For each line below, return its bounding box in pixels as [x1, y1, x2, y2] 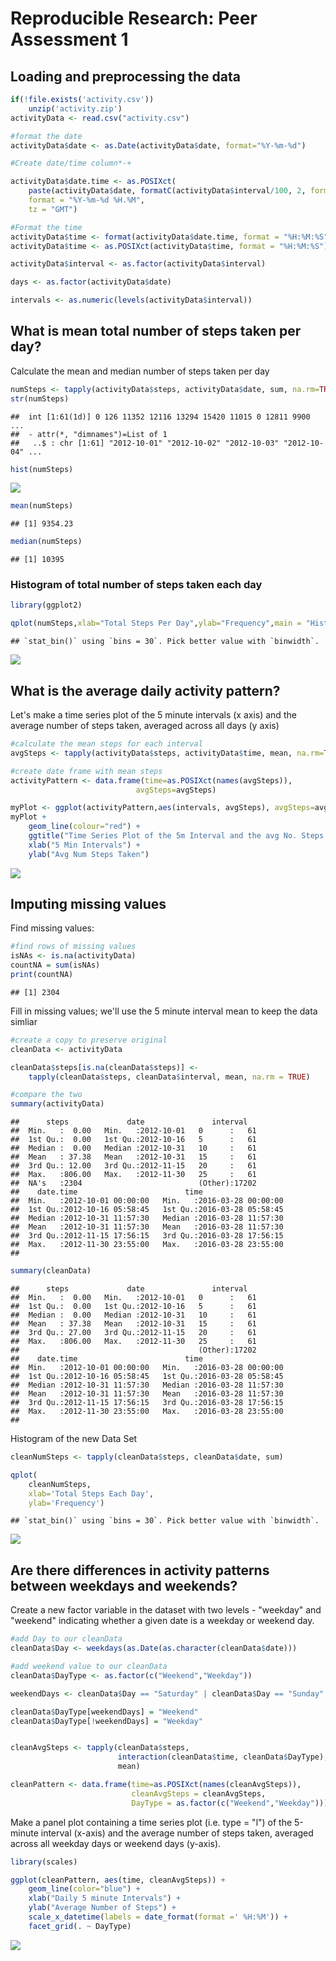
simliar [10, 1015, 38, 1027]
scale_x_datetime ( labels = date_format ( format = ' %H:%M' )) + [28, 1912, 288, 1922]
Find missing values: [10, 922, 95, 934]
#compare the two [10, 1090, 83, 1100]
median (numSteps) [10, 537, 83, 547]
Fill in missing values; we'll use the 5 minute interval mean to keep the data [10, 1005, 318, 1017]
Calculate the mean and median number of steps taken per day [10, 365, 270, 377]
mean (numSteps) [10, 501, 74, 511]
